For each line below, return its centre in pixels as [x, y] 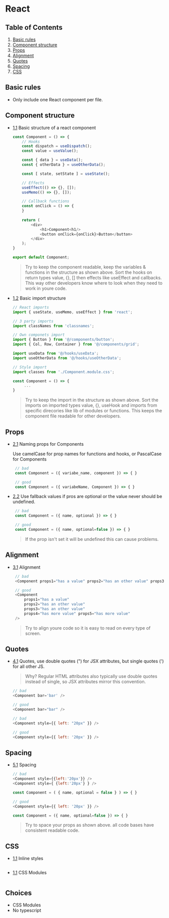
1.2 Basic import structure [39, 298]
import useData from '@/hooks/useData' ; [55, 353]
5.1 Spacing [24, 765]
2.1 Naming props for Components [48, 444]
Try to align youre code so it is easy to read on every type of [88, 628]
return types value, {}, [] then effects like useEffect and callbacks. [94, 277]
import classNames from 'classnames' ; [53, 326]
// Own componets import [39, 335]
